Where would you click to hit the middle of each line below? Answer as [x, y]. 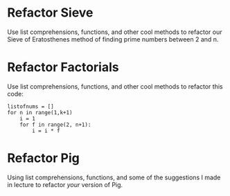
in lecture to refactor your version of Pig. [65, 184]
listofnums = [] [30, 106]
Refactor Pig [43, 158]
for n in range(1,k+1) [40, 112]
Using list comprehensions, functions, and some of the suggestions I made [114, 177]
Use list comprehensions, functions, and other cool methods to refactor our [115, 32]
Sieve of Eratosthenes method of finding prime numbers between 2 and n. [113, 39]
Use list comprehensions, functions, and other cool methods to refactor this [115, 86]
